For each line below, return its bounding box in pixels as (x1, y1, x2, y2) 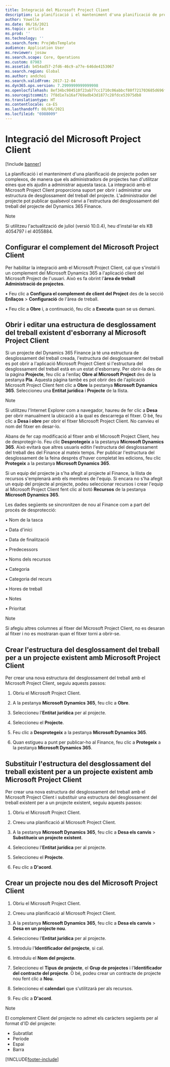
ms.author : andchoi (5, 74, 47, 79)
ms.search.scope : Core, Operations (5, 54, 80, 60)
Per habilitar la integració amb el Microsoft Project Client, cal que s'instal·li (5, 264, 160, 270)
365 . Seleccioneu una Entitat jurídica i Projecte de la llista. (5, 387, 129, 394)
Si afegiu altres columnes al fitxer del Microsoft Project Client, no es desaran (5, 625, 165, 631)
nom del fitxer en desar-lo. (5, 423, 61, 430)
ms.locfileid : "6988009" (5, 111, 58, 117)
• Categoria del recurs (5, 576, 52, 582)
